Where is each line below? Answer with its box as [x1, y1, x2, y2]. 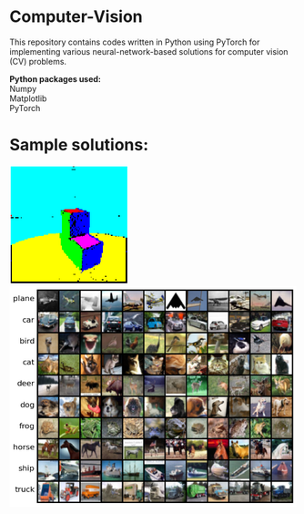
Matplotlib [9, 93, 47, 104]
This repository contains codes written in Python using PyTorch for [9, 36, 260, 47]
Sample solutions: [9, 135, 149, 156]
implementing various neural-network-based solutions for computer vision [9, 46, 289, 57]
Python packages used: [9, 73, 102, 84]
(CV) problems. [9, 56, 66, 67]
